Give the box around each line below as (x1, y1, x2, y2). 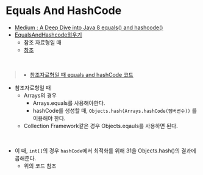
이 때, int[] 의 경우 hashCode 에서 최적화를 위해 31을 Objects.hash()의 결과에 (14, 147, 196, 154)
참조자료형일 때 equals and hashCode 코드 (29, 71, 134, 78)
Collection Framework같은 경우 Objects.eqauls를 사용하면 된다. (23, 122, 178, 129)
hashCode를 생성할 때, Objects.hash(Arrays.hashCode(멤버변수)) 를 (32, 107, 198, 114)
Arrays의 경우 (23, 91, 57, 99)
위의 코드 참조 (23, 162, 57, 170)
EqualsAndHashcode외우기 (14, 31, 82, 38)
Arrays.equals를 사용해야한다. (32, 99, 105, 107)
